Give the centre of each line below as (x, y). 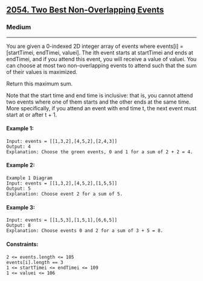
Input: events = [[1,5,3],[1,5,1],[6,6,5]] (62, 220)
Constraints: (22, 244)
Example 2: (21, 165)
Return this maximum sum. (39, 84)
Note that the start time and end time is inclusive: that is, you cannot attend (100, 95)
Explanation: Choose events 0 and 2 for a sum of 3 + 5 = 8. (85, 231)
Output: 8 (19, 226)
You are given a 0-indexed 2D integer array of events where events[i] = (95, 46)
